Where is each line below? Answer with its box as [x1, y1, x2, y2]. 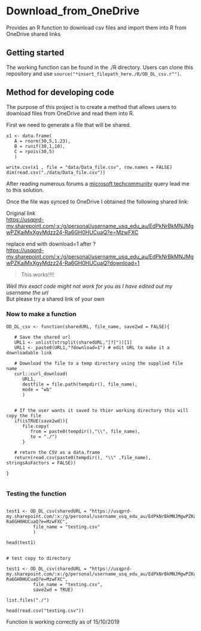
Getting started [6, 48, 65, 58]
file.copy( [22, 423, 50, 429]
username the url [6, 289, 49, 296]
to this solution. [6, 186, 44, 193]
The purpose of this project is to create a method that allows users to [6, 103, 176, 110]
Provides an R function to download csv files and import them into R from [6, 24, 187, 31]
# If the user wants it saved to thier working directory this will [14, 407, 188, 414]
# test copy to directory [6, 556, 71, 562]
